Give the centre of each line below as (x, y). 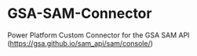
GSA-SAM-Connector (80, 14)
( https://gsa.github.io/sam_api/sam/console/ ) (80, 43)
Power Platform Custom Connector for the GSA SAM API (98, 35)
